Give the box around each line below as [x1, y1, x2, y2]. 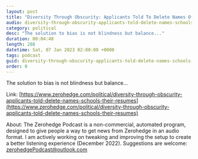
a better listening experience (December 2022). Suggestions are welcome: [6, 140, 187, 147]
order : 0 [6, 63, 28, 69]
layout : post [6, 8, 38, 15]
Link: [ [6, 91, 22, 98]
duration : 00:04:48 [6, 36, 54, 42]
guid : [6, 58, 19, 64]
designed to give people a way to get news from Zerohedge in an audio [6, 127, 180, 134]
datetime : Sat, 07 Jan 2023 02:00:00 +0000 [6, 47, 115, 53]
